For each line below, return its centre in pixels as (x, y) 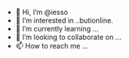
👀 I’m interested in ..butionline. (64, 20)
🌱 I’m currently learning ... (57, 29)
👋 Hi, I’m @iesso (42, 12)
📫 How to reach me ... (52, 46)
